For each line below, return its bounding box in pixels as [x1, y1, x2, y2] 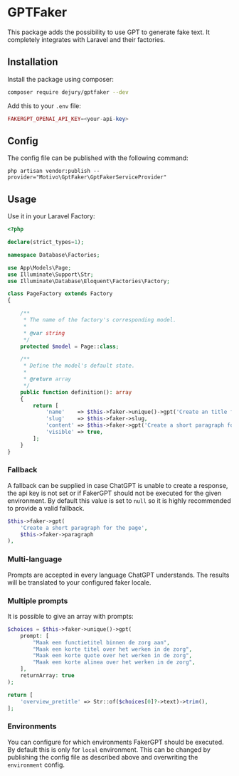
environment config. [7, 760, 65, 769]
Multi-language [7, 554, 63, 564]
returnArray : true [20, 672, 75, 679]
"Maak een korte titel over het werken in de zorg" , [33, 645, 193, 653]
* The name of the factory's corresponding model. [23, 317, 176, 324]
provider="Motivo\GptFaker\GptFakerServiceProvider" [7, 174, 167, 181]
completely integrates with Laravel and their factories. [7, 35, 166, 43]
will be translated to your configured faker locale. [7, 578, 152, 587]
